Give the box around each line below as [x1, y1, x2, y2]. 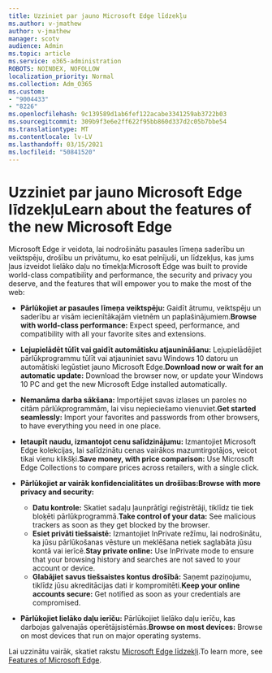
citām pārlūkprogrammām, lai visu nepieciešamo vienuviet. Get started [19, 404, 257, 414]
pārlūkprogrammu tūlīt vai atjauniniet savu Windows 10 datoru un [19, 354, 239, 363]
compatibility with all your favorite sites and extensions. [19, 329, 206, 339]
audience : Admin [8, 42, 63, 50]
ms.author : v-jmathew [8, 20, 82, 28]
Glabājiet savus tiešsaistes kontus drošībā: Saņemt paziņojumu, [32, 572, 252, 582]
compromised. [32, 598, 81, 608]
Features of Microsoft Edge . [8, 655, 102, 665]
